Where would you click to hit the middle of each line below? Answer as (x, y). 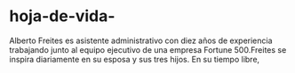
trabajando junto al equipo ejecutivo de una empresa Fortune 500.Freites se (148, 49)
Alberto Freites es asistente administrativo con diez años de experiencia (141, 40)
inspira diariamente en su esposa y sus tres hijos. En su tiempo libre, (135, 59)
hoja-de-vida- (62, 16)
